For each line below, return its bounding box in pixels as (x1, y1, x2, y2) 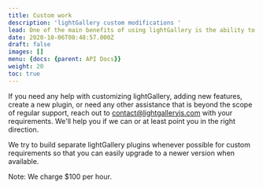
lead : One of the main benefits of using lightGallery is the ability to (8, 26, 256, 34)
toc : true (8, 70, 41, 78)
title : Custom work (8, 11, 72, 20)
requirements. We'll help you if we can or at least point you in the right (8, 116, 236, 125)
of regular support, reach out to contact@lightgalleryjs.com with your (8, 107, 233, 118)
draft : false (8, 41, 51, 49)
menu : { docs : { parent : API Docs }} (8, 56, 122, 64)
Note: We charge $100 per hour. (8, 172, 113, 181)
